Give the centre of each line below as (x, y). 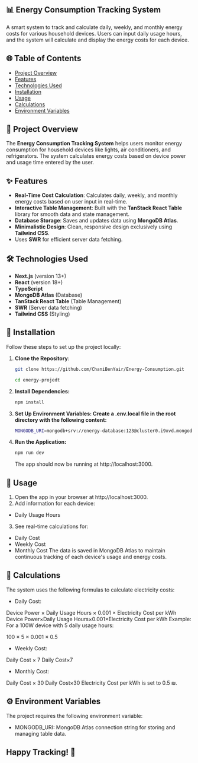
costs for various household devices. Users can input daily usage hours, (94, 33)
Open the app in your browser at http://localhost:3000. (81, 497)
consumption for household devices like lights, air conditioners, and (89, 150)
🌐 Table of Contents (44, 58)
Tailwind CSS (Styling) (42, 314)
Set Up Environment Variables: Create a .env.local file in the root (95, 414)
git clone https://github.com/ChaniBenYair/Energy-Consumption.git (99, 369)
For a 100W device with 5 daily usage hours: (60, 625)
